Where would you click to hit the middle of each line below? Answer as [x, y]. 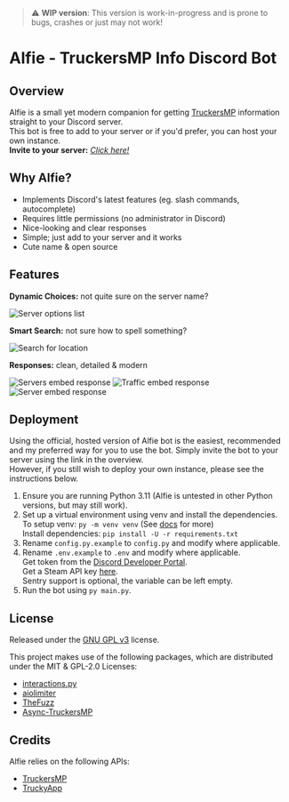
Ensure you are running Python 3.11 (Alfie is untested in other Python [147, 496]
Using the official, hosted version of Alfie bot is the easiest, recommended [145, 441]
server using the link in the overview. [76, 460]
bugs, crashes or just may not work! [96, 22]
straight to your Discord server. [66, 122]
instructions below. [44, 478]
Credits [30, 740]
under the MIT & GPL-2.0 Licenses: [73, 667]
